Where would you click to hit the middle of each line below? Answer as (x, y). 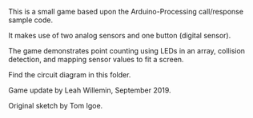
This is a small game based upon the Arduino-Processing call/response (126, 12)
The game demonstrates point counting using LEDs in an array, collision (127, 51)
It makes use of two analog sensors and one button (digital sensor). (120, 35)
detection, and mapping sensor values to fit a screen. (96, 59)
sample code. (31, 20)
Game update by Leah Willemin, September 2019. (90, 90)
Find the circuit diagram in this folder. (70, 75)
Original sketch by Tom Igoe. (56, 106)
